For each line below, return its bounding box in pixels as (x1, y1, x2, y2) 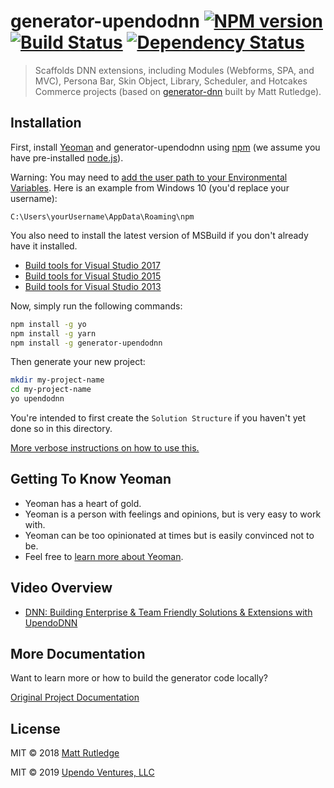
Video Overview (10, 580, 113, 597)
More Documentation (10, 646, 146, 663)
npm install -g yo (10, 319, 87, 329)
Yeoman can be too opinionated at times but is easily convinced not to (24, 529, 315, 541)
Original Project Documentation (10, 691, 140, 704)
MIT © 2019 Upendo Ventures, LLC (10, 766, 155, 779)
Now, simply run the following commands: (10, 300, 183, 312)
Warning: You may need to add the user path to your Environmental (10, 171, 288, 183)
